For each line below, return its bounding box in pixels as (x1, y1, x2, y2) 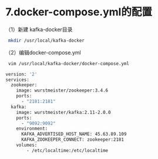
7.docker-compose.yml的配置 (5, 5, 152, 19)
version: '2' (5, 71, 38, 77)
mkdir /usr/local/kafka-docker (8, 38, 85, 43)
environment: (16, 126, 48, 132)
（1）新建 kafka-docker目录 (5, 26, 73, 33)
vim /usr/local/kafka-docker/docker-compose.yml (8, 60, 130, 66)
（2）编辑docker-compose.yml (5, 49, 81, 56)
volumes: (16, 142, 38, 148)
